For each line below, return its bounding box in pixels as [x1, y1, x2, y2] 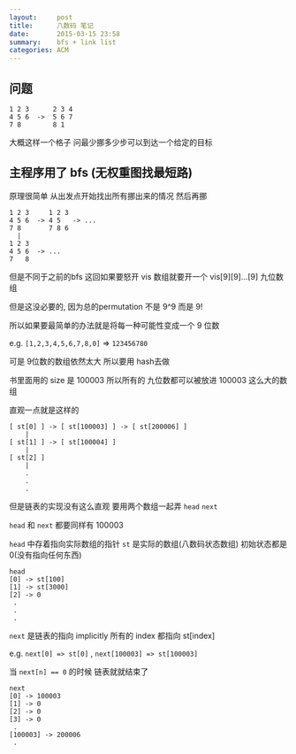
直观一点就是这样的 [9, 404, 80, 415]
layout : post [9, 12, 73, 22]
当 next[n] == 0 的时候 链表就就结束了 [9, 666, 148, 677]
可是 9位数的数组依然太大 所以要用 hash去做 [9, 356, 171, 366]
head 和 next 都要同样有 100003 [9, 519, 124, 530]
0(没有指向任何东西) [9, 550, 82, 560]
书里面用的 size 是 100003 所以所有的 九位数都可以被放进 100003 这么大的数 [9, 374, 288, 385]
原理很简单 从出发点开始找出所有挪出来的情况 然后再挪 [9, 190, 208, 201]
